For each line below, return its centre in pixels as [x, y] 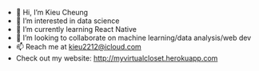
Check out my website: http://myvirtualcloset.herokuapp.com [117, 58]
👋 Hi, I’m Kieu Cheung [52, 12]
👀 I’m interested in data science [68, 21]
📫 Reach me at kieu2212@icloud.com [78, 47]
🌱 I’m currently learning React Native [76, 29]
